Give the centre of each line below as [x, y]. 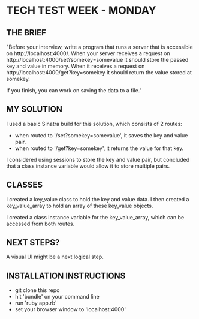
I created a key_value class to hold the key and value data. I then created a [98, 199]
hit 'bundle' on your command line [57, 297]
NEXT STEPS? [33, 243]
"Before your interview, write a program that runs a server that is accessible [99, 47]
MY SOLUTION [34, 109]
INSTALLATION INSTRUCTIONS [66, 276]
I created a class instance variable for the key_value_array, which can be [95, 217]
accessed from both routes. [40, 224]
